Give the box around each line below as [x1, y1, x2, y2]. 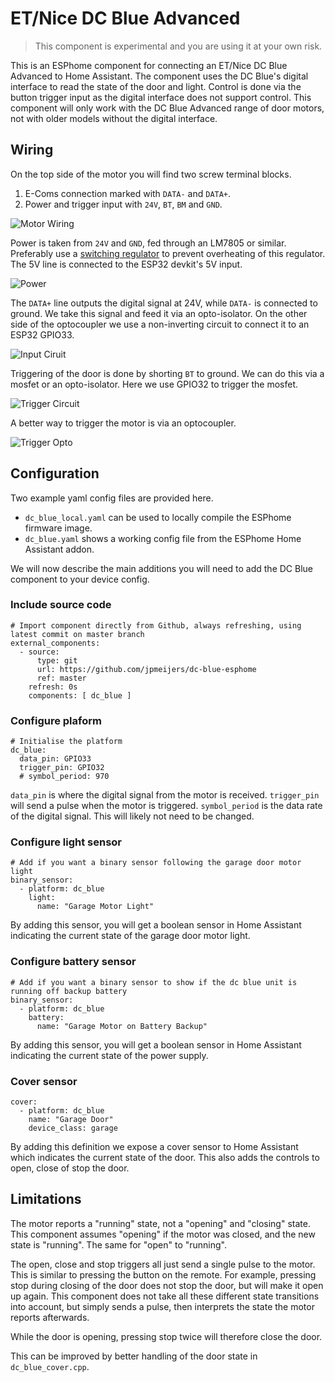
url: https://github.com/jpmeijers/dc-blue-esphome [36, 664, 257, 674]
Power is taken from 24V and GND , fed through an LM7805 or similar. [10, 237, 287, 249]
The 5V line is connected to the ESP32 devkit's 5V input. [10, 258, 243, 270]
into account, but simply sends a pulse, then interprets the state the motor [10, 1300, 315, 1312]
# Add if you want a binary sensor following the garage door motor [10, 858, 302, 868]
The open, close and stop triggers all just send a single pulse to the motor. [10, 1258, 316, 1270]
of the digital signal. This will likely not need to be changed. [10, 810, 255, 822]
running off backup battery [10, 986, 128, 996]
